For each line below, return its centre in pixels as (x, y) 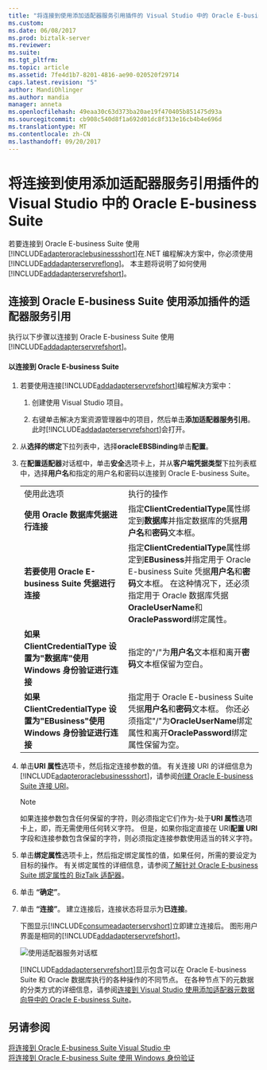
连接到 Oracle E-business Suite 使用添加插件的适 (129, 301)
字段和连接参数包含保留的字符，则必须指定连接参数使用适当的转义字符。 (138, 838)
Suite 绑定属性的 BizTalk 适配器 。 (74, 875)
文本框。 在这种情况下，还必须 (193, 584)
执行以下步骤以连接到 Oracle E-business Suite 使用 (91, 337)
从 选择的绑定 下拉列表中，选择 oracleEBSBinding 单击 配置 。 (116, 446)
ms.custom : (26, 23)
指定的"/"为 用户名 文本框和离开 (185, 653)
